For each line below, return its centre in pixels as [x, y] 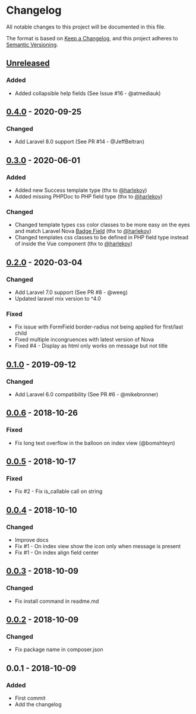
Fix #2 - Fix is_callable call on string [59, 491]
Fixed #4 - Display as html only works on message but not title [91, 346]
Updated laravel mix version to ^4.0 [58, 298]
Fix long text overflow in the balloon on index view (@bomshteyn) [95, 443]
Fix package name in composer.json [59, 650]
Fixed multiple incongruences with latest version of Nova [84, 340]
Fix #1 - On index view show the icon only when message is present [98, 546]
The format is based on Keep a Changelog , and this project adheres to [92, 38]
